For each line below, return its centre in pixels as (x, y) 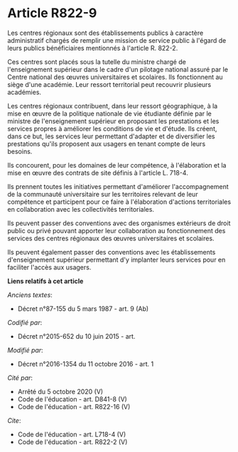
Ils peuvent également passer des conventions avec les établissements (112, 252)
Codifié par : (25, 322)
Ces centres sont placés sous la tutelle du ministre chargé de (97, 61)
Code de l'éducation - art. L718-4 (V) (72, 434)
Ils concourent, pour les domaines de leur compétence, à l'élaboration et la (117, 165)
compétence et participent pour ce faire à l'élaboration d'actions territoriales (119, 202)
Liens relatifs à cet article (45, 281)
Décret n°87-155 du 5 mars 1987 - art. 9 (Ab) (83, 309)
